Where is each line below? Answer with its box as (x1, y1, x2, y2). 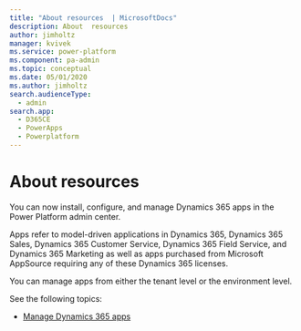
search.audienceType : (9, 89, 92, 98)
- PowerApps (17, 124, 64, 133)
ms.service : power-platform (9, 47, 117, 57)
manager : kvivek (9, 38, 71, 48)
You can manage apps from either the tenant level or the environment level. (9, 275, 293, 286)
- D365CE (17, 115, 51, 124)
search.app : (9, 107, 55, 116)
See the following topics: (9, 293, 103, 304)
